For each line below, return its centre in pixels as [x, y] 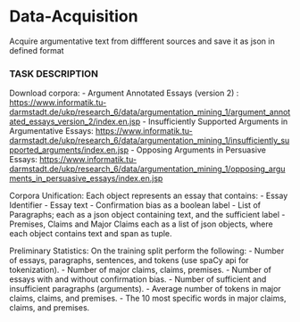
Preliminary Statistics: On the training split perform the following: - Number [147, 251]
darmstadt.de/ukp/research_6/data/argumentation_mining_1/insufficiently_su [150, 141]
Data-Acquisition [74, 17]
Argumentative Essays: [51, 131]
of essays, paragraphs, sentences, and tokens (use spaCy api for [129, 260]
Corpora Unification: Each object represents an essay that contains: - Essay [149, 196]
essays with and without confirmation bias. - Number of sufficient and [138, 279]
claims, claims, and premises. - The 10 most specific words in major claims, [148, 298]
